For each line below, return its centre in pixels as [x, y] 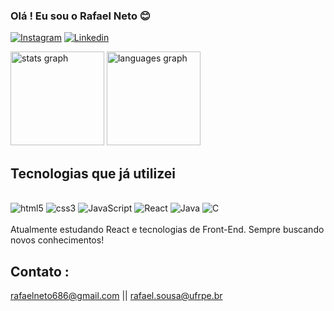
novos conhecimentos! [57, 240]
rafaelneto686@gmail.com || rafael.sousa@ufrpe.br [116, 295]
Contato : [40, 271]
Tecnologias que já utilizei [93, 173]
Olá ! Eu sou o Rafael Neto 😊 [80, 16]
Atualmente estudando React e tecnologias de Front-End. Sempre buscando [167, 230]
